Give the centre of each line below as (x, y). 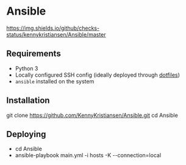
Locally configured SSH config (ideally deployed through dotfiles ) (97, 75)
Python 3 (27, 68)
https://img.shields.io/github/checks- (53, 28)
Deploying (26, 134)
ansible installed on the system (55, 81)
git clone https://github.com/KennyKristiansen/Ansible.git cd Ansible (92, 115)
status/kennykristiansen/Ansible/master (56, 34)
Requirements (34, 54)
